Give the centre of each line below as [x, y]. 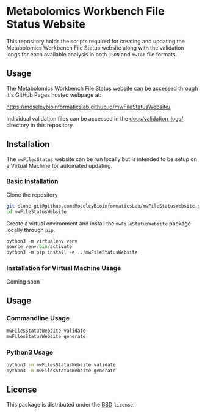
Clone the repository [32, 195]
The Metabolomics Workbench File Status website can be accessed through [102, 88]
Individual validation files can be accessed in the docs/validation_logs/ [95, 118]
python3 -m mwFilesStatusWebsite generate [61, 371]
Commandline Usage [38, 318]
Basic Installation [32, 181]
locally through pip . [31, 230]
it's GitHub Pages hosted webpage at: [54, 95]
